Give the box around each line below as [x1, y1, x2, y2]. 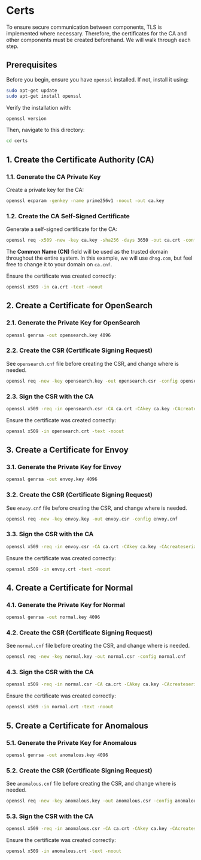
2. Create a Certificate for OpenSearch [6, 300, 153, 311]
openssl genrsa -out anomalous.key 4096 [6, 752, 109, 758]
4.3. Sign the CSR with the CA [6, 668, 94, 676]
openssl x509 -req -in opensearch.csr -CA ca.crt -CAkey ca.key [6, 405, 170, 411]
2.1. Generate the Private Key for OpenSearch [6, 318, 141, 327]
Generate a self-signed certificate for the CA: [6, 225, 118, 233]
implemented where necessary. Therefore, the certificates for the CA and [6, 29, 187, 37]
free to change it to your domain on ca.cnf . [6, 260, 112, 267]
